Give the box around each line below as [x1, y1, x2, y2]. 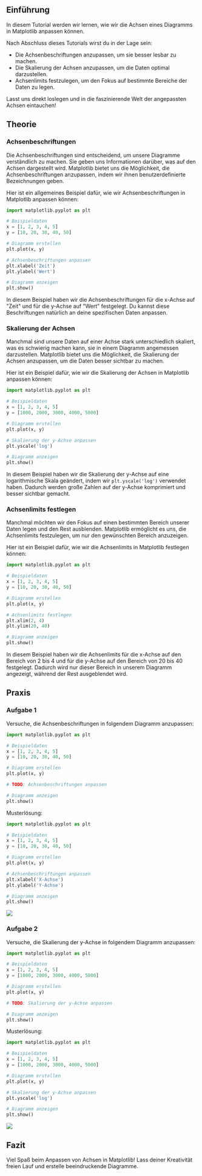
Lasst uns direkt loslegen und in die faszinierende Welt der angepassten [6, 95, 187, 102]
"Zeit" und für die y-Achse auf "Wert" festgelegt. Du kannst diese [6, 302, 170, 310]
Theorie [6, 119, 37, 130]
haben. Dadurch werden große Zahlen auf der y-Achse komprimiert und [6, 484, 186, 491]
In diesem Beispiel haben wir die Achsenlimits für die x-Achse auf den [6, 651, 181, 658]
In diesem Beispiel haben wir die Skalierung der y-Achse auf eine [6, 471, 169, 478]
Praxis [6, 687, 31, 698]
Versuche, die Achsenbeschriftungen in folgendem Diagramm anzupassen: [6, 720, 194, 727]
